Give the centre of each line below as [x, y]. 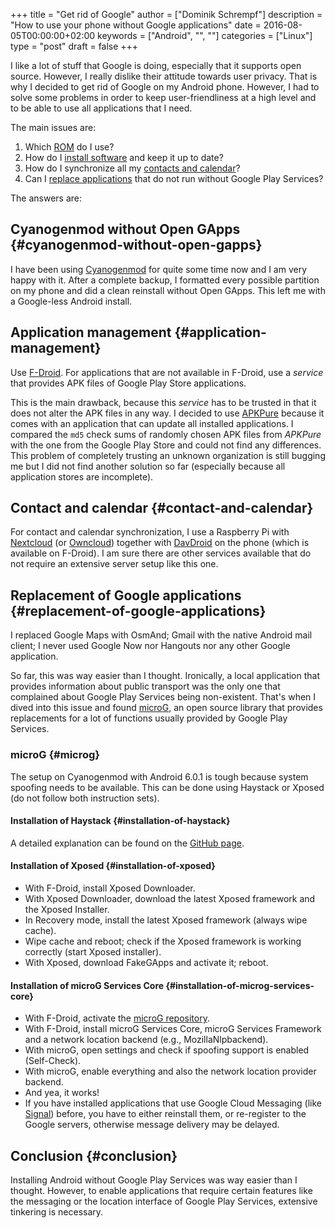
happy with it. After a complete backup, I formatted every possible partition [165, 280]
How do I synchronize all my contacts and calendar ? [132, 168]
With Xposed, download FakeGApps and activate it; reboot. [146, 962]
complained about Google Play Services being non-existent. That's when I [163, 697]
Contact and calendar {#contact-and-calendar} [162, 508]
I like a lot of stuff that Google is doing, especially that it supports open [156, 65]
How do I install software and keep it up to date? [124, 157]
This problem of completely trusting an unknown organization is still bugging [168, 455]
